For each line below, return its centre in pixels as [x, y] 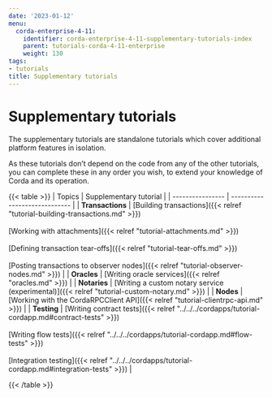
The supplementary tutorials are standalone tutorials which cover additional [135, 139]
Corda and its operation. [49, 180]
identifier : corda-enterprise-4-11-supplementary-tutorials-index [138, 39]
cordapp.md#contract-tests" [56, 317]
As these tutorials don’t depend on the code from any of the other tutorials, [134, 163]
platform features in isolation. [57, 148]
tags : [17, 62]
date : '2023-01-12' [41, 16]
